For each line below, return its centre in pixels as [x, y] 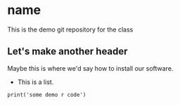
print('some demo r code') [47, 94]
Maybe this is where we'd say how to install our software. [90, 68]
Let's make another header [67, 51]
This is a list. [36, 82]
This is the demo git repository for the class [70, 29]
